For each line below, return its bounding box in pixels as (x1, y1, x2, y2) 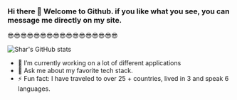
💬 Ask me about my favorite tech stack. (17, 67, 133, 75)
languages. (17, 84, 51, 93)
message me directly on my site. (7, 15, 122, 25)
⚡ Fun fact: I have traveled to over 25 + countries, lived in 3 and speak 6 (17, 74, 229, 83)
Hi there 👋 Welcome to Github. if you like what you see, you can (7, 6, 230, 16)
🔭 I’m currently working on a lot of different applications (17, 59, 181, 67)
